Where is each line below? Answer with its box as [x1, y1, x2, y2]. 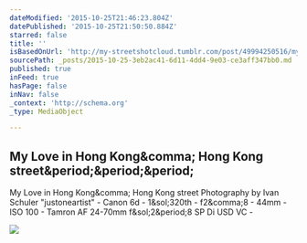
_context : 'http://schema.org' [9, 98, 129, 108]
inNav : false [9, 90, 59, 99]
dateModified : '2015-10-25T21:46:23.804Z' [9, 13, 174, 23]
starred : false [9, 30, 68, 39]
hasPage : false [9, 81, 68, 90]
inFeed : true [9, 73, 59, 82]
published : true [9, 65, 71, 74]
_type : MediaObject [9, 107, 84, 116]
